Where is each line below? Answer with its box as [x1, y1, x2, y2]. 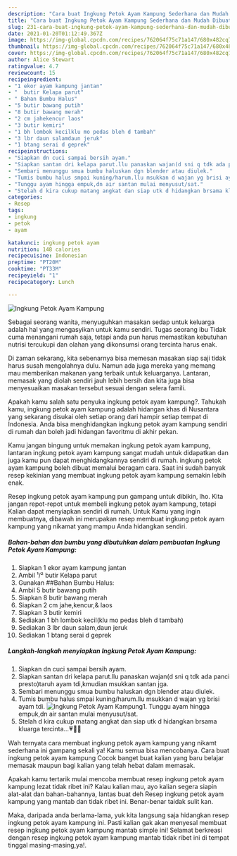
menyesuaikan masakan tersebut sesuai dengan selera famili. [8, 383, 186, 392]
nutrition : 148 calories [8, 246, 81, 253]
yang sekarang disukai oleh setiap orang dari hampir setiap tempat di [8, 412, 208, 421]
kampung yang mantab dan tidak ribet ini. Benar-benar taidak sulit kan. [8, 797, 214, 805]
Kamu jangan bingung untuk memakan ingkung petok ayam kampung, [8, 441, 211, 449]
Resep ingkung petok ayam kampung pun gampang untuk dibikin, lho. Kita [8, 492, 224, 500]
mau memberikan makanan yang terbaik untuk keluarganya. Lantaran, [8, 368, 210, 377]
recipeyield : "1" [8, 272, 59, 279]
